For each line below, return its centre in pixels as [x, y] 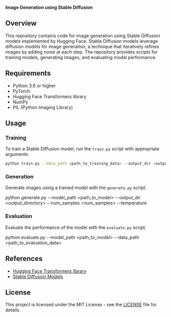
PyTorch [21, 91]
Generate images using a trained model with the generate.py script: [76, 188]
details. [13, 310]
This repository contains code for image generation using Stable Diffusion [83, 36]
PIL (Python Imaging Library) [43, 107]
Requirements [28, 73]
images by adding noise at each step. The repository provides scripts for [81, 52]
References [24, 259]
